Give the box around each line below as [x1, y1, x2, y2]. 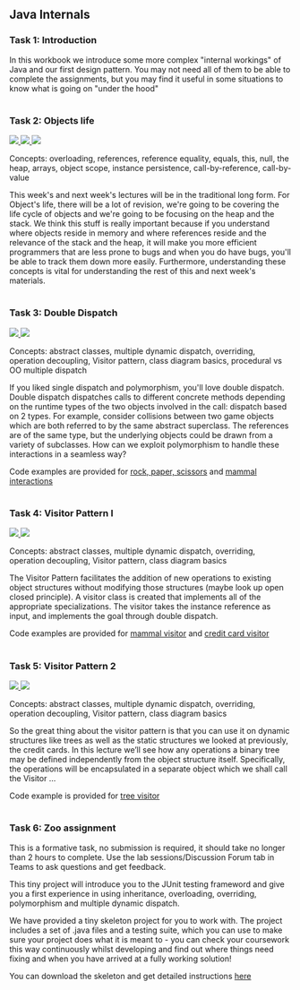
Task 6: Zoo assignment [9, 822, 116, 834]
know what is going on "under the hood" [9, 82, 159, 93]
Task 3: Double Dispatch [9, 306, 118, 319]
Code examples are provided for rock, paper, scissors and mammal [9, 466, 257, 477]
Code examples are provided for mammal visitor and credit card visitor [9, 628, 270, 639]
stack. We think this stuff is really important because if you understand [9, 219, 270, 229]
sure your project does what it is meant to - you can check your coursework [9, 934, 289, 944]
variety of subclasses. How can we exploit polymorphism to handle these [9, 439, 279, 450]
